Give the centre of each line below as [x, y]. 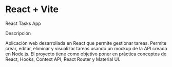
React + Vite [32, 9]
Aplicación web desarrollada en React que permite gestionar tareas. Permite [86, 43]
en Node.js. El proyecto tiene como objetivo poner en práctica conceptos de [86, 54]
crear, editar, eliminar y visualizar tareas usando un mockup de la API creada [86, 48]
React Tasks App [23, 23]
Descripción [18, 33]
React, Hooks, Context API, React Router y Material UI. [63, 59]
